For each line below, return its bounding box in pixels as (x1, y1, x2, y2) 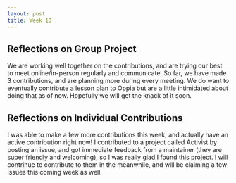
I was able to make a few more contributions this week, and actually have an (7, 131, 229, 139)
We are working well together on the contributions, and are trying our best (7, 61, 223, 70)
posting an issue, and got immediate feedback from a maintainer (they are (7, 146, 222, 154)
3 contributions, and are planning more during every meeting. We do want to (7, 77, 230, 85)
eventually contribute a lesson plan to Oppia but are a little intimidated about (7, 84, 229, 92)
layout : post (7, 10, 46, 18)
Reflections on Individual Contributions (7, 112, 183, 124)
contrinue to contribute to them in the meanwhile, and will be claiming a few (7, 160, 228, 169)
